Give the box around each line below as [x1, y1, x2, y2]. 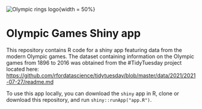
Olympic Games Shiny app [6, 27, 141, 40]
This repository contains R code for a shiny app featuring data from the [6, 46, 182, 53]
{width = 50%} [58, 6, 96, 13]
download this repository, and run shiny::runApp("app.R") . [6, 96, 152, 103]
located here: [6, 65, 39, 72]
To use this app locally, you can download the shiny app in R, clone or [6, 90, 179, 97]
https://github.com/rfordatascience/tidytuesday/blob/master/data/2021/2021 [6, 72, 196, 79]
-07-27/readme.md [6, 78, 54, 85]
